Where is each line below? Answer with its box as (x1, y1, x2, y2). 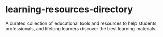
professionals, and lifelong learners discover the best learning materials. (5, 25, 157, 31)
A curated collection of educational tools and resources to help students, (5, 20, 158, 26)
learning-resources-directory (5, 4, 133, 15)
